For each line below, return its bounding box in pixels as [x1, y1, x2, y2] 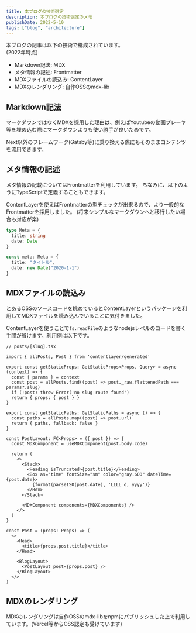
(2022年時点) [6, 49, 38, 56]
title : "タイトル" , [11, 260, 56, 266]
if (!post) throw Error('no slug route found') [11, 390, 130, 395]
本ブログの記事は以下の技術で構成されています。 [6, 42, 124, 49]
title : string [11, 232, 46, 239]
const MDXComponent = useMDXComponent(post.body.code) [11, 441, 148, 446]
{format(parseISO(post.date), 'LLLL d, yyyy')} [32, 481, 150, 487]
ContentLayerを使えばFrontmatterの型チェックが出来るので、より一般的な [6, 201, 184, 208]
